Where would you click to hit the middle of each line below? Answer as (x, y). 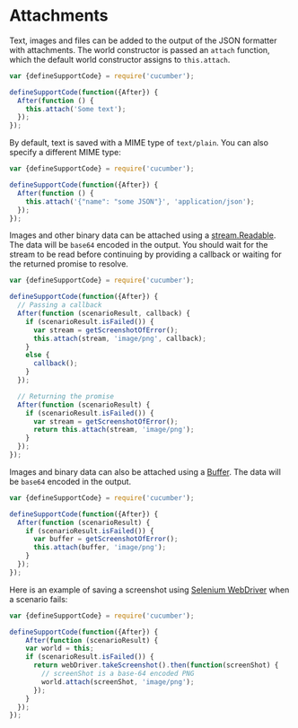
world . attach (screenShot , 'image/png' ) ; (118, 682)
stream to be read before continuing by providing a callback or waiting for (146, 254)
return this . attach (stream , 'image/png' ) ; (114, 430)
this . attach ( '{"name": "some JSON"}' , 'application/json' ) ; (140, 202)
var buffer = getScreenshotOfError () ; (105, 539)
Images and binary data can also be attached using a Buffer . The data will (145, 471)
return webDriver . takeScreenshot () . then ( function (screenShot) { (156, 665)
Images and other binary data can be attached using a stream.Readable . (143, 235)
